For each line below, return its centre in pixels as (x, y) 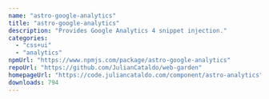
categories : (28, 38)
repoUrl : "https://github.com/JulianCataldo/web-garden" (105, 68)
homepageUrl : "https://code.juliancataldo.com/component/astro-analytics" (136, 75)
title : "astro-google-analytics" (64, 23)
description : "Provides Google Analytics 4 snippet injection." (118, 30)
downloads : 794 (34, 82)
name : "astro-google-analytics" (62, 16)
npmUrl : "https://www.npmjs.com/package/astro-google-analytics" (119, 61)
